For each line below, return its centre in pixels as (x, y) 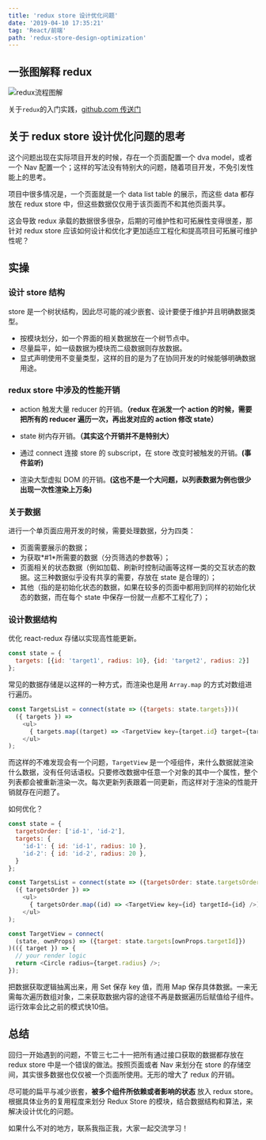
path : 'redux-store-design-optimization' (78, 38)
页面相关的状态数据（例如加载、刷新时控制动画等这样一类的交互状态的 (134, 567)
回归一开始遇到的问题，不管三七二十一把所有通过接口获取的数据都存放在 (126, 1054)
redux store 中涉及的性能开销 (64, 390)
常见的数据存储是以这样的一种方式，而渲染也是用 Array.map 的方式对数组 (127, 685)
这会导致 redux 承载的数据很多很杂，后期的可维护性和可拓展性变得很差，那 (131, 221)
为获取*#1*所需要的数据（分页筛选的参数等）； (95, 558)
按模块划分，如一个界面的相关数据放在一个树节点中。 (106, 338)
